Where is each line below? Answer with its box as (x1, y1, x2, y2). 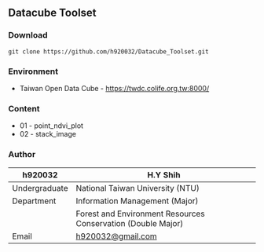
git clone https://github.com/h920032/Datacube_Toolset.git (8, 47, 210, 56)
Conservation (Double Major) (75, 217, 184, 228)
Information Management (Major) (75, 195, 199, 206)
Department (12, 195, 57, 206)
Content (8, 103, 41, 114)
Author (8, 149, 36, 160)
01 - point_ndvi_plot (19, 121, 84, 130)
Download (8, 30, 49, 41)
